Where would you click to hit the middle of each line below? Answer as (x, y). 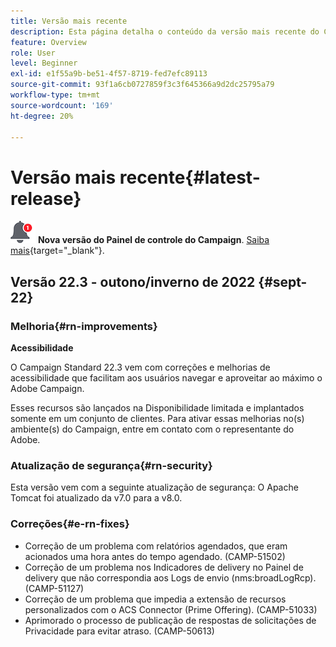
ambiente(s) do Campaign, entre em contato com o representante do (152, 429)
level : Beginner (44, 63)
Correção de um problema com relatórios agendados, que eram (156, 546)
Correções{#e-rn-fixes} (70, 524)
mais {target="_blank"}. (57, 251)
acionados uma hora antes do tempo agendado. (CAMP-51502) (155, 556)
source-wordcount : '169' (62, 105)
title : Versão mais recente (69, 21)
